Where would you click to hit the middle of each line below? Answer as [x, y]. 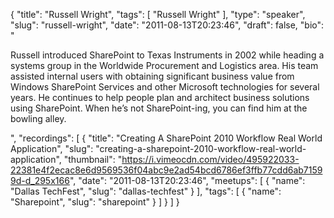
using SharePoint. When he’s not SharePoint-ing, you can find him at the [159, 108]
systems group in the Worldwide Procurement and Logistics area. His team [164, 65]
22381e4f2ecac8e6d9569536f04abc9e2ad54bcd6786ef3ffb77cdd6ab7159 [166, 170]
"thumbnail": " [93, 159]
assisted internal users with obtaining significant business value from [152, 76]
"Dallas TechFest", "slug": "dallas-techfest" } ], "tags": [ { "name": [146, 191]
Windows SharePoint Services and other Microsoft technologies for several [165, 87]
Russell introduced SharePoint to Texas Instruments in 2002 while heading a [167, 55]
